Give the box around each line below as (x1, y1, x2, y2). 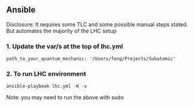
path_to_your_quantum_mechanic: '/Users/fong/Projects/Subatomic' (6, 56, 176, 62)
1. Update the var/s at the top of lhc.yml (6, 42, 123, 50)
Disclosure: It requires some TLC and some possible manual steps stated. (6, 20, 188, 28)
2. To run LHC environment (6, 70, 86, 78)
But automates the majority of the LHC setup (6, 27, 117, 34)
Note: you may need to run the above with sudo (6, 94, 124, 101)
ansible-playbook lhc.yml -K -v (6, 84, 87, 90)
